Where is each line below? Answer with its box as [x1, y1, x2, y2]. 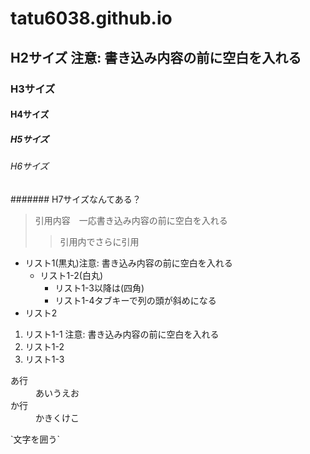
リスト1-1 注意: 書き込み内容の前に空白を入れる [24, 328, 220, 340]
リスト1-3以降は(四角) [54, 282, 145, 294]
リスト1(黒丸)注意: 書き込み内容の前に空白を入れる [24, 257, 233, 269]
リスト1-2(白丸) [39, 269, 104, 281]
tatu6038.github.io [10, 7, 173, 30]
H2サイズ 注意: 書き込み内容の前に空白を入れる [10, 49, 302, 66]
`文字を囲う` [10, 433, 61, 445]
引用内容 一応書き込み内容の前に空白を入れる [34, 214, 228, 226]
